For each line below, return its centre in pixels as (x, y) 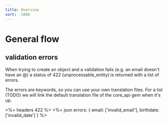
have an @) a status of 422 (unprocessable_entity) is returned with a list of (82, 75)
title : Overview (22, 10)
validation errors (32, 58)
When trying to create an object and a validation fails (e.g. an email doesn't (82, 69)
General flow (32, 39)
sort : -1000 (17, 14)
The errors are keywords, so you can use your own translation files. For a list (84, 90)
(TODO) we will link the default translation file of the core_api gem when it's (83, 95)
